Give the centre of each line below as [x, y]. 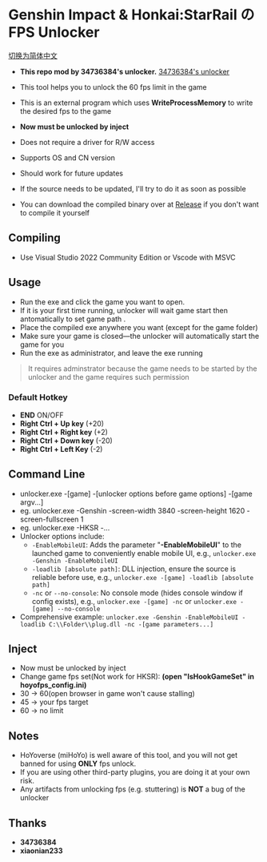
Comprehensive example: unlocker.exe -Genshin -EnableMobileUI [129, 617]
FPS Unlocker [54, 32]
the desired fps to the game [66, 111]
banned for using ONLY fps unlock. [78, 763]
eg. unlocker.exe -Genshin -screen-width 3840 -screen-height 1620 [132, 510]
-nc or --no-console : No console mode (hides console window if [137, 593]
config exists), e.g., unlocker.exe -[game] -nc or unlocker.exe [134, 601]
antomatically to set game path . [73, 319]
